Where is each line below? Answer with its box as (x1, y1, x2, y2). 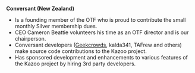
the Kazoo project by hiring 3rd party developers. (14, 60, 136, 67)
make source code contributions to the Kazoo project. (14, 48, 147, 55)
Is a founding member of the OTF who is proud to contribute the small (14, 16, 186, 23)
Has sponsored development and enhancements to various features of (14, 54, 188, 61)
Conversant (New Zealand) (6, 5, 74, 12)
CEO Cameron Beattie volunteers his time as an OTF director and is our (14, 29, 189, 36)
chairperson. (14, 35, 46, 42)
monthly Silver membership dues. (14, 23, 97, 29)
